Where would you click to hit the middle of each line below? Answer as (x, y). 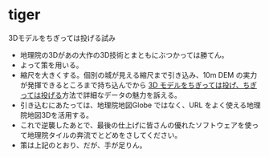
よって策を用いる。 (51, 65)
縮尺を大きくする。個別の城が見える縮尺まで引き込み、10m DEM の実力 (139, 74)
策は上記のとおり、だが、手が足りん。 (83, 145)
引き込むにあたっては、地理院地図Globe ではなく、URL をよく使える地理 (140, 105)
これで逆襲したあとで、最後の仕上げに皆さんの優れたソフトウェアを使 (136, 125)
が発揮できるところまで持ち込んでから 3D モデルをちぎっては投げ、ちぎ (138, 85)
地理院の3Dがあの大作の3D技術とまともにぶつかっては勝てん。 (124, 54)
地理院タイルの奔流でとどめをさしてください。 (104, 135)
